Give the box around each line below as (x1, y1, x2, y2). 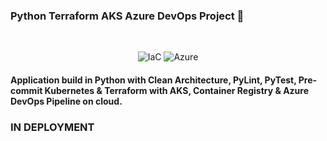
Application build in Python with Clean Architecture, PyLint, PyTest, (10, 74, 297, 86)
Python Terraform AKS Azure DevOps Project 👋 (10, 9, 245, 23)
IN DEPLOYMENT (10, 120, 95, 134)
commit (10, 84, 43, 96)
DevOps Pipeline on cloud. (10, 95, 123, 107)
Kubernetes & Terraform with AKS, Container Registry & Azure (44, 84, 310, 96)
